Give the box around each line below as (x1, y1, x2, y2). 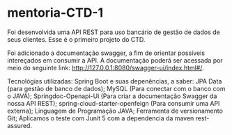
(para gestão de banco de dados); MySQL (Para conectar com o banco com (7, 84, 226, 93)
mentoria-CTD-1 (7, 5, 104, 21)
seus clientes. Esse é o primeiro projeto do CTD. (7, 35, 146, 43)
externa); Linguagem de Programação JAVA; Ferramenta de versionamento (7, 106, 223, 115)
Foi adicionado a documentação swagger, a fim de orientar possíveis (7, 49, 206, 57)
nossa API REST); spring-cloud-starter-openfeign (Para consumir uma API (7, 99, 220, 107)
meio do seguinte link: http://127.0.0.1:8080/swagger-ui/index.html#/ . (7, 63, 204, 72)
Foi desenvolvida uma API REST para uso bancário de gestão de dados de (7, 28, 221, 36)
